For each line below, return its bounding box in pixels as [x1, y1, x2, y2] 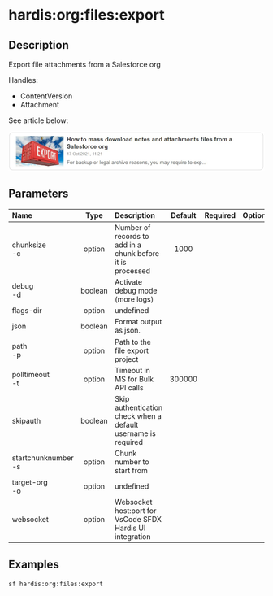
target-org [11, 477, 48, 487]
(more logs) [115, 294, 154, 304]
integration [115, 531, 151, 542]
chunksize [11, 240, 46, 250]
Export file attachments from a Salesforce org [8, 59, 161, 69]
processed [115, 266, 151, 276]
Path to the [115, 337, 152, 346]
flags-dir [11, 306, 42, 315]
